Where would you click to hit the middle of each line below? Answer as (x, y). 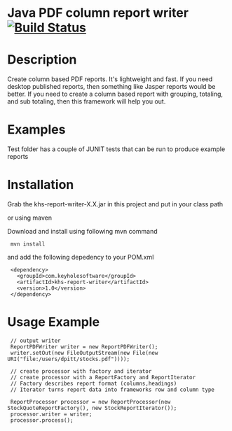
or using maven (30, 218)
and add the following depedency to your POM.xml (81, 257)
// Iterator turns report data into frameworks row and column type (112, 390)
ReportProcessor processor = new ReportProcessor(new (90, 402)
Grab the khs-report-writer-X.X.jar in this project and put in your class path (115, 204)
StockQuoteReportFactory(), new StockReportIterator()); (92, 408)
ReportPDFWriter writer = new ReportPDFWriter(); (84, 347)
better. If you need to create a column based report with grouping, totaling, (115, 94)
